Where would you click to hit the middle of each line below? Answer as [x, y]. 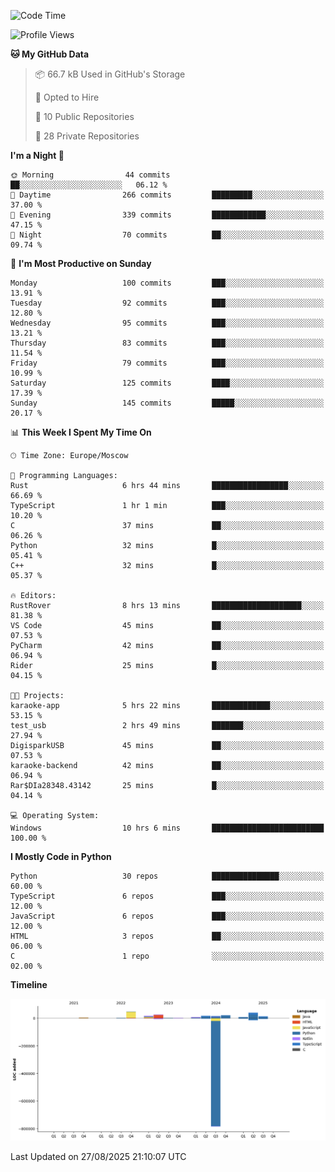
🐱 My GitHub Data [50, 54]
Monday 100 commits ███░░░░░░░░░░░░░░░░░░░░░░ [167, 283]
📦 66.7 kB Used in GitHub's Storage [110, 74]
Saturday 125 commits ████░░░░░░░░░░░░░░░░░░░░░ [167, 383]
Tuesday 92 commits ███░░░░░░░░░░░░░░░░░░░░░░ [167, 303]
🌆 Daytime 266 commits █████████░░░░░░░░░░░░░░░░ [167, 195]
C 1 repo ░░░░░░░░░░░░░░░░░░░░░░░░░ [167, 956]
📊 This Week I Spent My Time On [81, 432]
